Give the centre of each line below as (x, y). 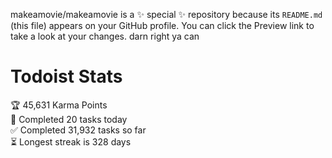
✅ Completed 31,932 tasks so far (78, 130)
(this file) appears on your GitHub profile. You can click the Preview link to (162, 25)
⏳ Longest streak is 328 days (71, 141)
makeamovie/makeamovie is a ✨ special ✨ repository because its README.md (166, 14)
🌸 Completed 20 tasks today (69, 119)
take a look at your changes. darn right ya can (105, 36)
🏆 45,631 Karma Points (59, 105)
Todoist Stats (66, 76)
